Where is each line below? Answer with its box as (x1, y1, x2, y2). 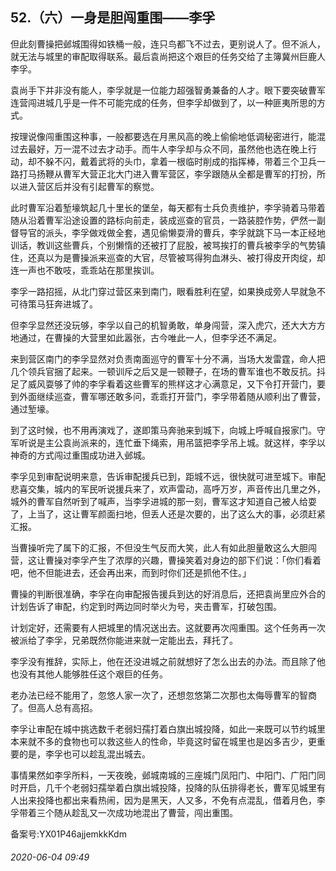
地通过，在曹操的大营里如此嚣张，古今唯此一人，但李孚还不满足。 (10, 331, 282, 343)
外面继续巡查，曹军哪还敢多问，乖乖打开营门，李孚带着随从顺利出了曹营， (18, 390, 326, 402)
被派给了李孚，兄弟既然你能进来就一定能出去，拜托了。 (10, 634, 238, 646)
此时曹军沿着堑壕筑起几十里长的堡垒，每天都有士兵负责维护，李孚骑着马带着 (10, 201, 326, 213)
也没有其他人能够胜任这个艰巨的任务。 (10, 668, 168, 680)
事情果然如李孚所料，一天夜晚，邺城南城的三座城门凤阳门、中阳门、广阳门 (10, 769, 317, 781)
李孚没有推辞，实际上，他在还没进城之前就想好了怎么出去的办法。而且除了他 (10, 655, 326, 667)
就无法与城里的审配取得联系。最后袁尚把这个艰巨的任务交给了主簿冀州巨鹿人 (10, 50, 326, 62)
